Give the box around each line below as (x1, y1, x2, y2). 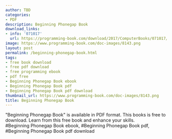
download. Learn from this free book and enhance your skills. (5, 117, 135, 123)
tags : (5, 55, 17, 60)
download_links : (5, 27, 40, 32)
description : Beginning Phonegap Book (5, 21, 88, 27)
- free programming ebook (5, 69, 60, 75)
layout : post (5, 45, 33, 51)
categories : (5, 12, 31, 17)
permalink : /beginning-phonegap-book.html (5, 50, 97, 55)
